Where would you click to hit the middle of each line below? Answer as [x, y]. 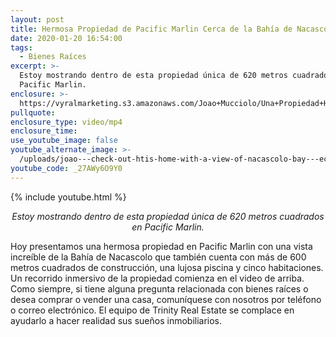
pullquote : [33, 112]
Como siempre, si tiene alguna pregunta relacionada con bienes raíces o [159, 288]
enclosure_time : [44, 131]
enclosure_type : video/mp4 [66, 122]
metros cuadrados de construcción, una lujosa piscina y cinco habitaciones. [167, 267]
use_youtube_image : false [64, 141]
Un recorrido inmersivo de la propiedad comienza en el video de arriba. [157, 278]
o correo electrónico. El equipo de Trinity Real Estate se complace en [152, 310]
